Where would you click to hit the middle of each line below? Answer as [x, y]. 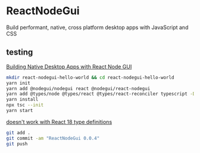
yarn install [22, 100]
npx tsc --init [25, 105]
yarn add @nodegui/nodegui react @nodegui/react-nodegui [78, 88]
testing [20, 52]
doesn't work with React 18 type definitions [59, 122]
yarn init [18, 83]
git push [17, 144]
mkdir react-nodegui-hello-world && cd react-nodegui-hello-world [90, 77]
